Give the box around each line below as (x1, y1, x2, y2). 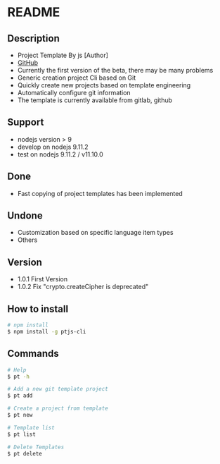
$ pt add (7, 392, 33, 399)
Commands (7, 348, 60, 360)
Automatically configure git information (17, 89, 131, 97)
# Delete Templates (7, 444, 65, 451)
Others (17, 236, 38, 244)
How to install (7, 303, 69, 315)
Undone (7, 209, 44, 222)
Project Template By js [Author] (17, 51, 109, 59)
